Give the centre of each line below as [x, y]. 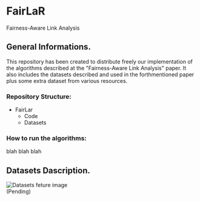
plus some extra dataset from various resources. [67, 81]
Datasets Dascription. [48, 170]
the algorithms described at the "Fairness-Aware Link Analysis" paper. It [96, 68]
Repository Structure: [39, 96]
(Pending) [19, 191]
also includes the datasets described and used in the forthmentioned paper [100, 74]
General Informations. [48, 47]
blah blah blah [24, 151]
